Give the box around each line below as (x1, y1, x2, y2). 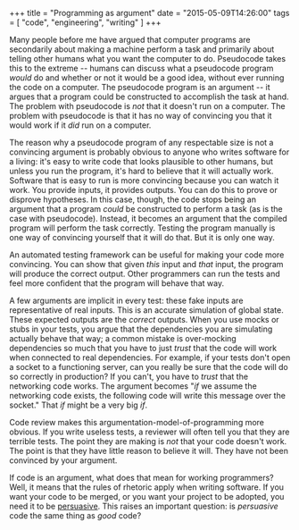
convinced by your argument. (9, 455, 118, 466)
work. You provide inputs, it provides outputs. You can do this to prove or (9, 185, 278, 195)
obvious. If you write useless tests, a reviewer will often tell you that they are (9, 426, 290, 437)
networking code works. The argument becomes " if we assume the (9, 381, 257, 391)
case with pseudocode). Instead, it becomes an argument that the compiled (9, 214, 287, 223)
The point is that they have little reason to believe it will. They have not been (9, 446, 288, 456)
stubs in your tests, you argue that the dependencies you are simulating (9, 324, 273, 334)
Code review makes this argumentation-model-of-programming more (9, 417, 265, 427)
